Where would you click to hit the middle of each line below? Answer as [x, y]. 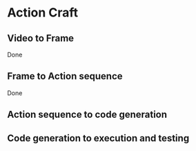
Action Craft [43, 13]
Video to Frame [41, 38]
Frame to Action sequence [65, 76]
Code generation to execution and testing [98, 138]
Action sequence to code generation [87, 115]
